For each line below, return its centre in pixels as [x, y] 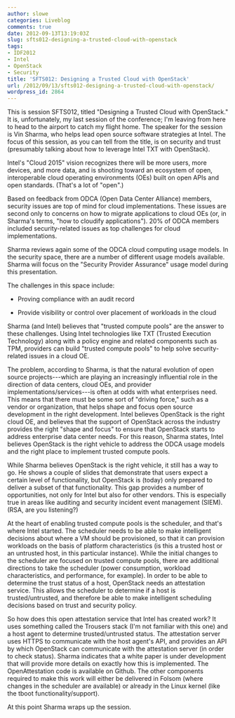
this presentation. [33, 272]
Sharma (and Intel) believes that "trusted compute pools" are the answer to [116, 326]
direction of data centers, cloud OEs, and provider [80, 385]
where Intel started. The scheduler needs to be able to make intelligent [109, 531]
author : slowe [28, 14]
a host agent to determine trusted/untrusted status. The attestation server [114, 634]
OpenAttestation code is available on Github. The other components [105, 671]
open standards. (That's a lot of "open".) [66, 185]
